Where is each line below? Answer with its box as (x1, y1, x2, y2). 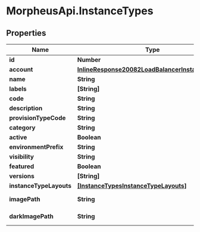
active (9, 133, 27, 141)
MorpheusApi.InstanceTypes (6, 4, 154, 18)
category (9, 123, 36, 132)
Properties (6, 28, 46, 38)
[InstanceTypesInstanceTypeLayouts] (77, 182, 187, 190)
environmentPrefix (9, 143, 64, 151)
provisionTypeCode (9, 114, 66, 122)
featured (9, 162, 35, 171)
